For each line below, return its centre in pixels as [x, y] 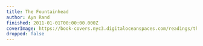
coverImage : [21, 28]
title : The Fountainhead [37, 12]
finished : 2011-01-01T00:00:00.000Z [52, 23]
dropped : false [25, 34]
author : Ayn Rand [28, 17]
